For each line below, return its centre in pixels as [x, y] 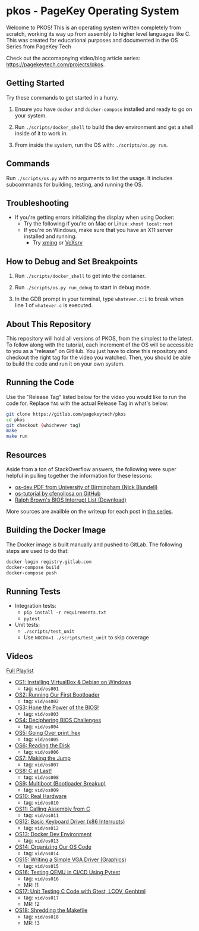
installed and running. [50, 236]
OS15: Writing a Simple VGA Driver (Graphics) [70, 859]
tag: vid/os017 [41, 898]
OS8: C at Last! [33, 771]
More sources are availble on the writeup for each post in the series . [90, 511]
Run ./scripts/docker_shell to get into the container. [80, 276]
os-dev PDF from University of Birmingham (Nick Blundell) [86, 487]
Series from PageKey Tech [39, 47]
